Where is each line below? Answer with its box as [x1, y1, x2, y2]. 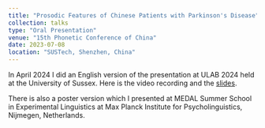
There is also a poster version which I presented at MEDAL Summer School [8, 94, 252, 103]
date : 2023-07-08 [8, 41, 65, 49]
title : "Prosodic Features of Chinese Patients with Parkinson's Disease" [8, 11, 259, 20]
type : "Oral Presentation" [8, 26, 97, 34]
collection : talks [8, 19, 69, 27]
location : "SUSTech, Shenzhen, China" [8, 48, 136, 56]
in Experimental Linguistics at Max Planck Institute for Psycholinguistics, [8, 102, 243, 111]
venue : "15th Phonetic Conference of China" [8, 33, 157, 42]
